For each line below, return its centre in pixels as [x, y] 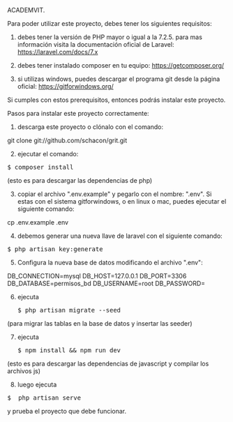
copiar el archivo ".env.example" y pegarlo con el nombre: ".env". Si [114, 194]
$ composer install [40, 167]
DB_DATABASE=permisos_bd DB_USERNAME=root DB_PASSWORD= [106, 283]
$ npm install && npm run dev [69, 351]
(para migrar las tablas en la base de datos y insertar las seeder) [100, 323]
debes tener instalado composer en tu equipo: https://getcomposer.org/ [121, 65]
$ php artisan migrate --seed [69, 310]
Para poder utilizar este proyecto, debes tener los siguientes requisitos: [110, 23]
